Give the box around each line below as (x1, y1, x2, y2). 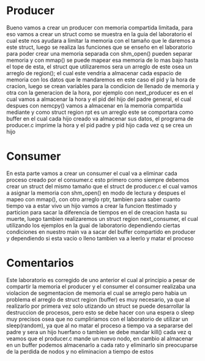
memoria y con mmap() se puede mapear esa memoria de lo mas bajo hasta (6, 56, 199, 64)
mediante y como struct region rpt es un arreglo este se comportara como (6, 108, 194, 116)
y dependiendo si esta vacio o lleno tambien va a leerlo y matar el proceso (6, 234, 194, 242)
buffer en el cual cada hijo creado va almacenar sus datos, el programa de (6, 114, 194, 122)
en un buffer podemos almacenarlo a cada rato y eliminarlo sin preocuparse (6, 341, 198, 349)
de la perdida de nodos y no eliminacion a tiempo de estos (6, 348, 154, 355)
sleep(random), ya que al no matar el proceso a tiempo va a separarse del (6, 322, 193, 329)
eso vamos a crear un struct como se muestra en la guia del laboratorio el (6, 30, 193, 37)
